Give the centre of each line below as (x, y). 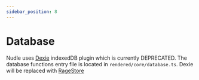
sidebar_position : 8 (32, 12)
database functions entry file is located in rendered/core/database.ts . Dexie (100, 64)
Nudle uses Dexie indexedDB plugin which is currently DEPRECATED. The (97, 58)
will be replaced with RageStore (45, 70)
